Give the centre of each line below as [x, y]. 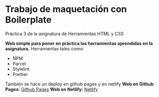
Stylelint [21, 69]
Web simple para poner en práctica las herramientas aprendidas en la [79, 43]
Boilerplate [28, 20]
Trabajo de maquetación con [66, 9]
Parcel [19, 63]
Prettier [20, 74]
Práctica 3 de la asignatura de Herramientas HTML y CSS [64, 33]
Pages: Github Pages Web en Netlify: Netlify [52, 89]
